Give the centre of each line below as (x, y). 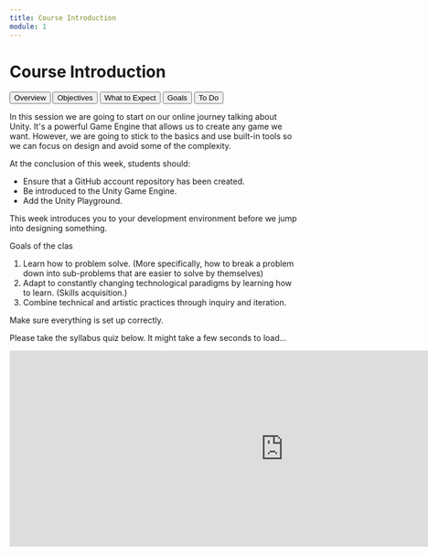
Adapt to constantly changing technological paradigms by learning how (157, 283)
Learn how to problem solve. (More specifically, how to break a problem (158, 264)
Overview (30, 98)
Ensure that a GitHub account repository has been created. (134, 181)
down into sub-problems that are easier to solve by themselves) (143, 273)
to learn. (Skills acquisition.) (75, 293)
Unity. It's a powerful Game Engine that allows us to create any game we (146, 127)
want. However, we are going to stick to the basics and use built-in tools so (151, 136)
